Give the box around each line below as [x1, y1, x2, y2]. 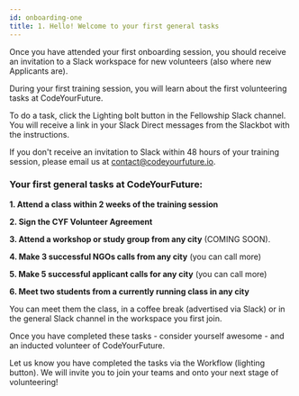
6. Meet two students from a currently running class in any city [9, 285, 249, 297]
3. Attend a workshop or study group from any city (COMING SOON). [9, 233, 271, 244]
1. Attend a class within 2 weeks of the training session [9, 199, 219, 210]
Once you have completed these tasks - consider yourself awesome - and [9, 330, 285, 341]
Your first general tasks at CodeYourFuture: [9, 178, 204, 191]
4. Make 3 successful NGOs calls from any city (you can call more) [9, 251, 262, 262]
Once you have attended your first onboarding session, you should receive [9, 46, 286, 57]
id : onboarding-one [9, 13, 83, 22]
